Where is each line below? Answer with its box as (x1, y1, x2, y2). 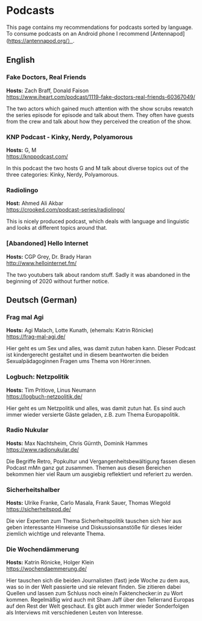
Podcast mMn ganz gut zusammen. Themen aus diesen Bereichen (6, 464, 171, 471)
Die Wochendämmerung (6, 545, 80, 553)
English (6, 55, 35, 65)
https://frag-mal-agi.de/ (6, 333, 66, 341)
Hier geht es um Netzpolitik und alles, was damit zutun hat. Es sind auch (6, 405, 186, 412)
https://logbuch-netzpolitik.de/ (6, 392, 83, 400)
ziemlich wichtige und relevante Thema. (6, 530, 106, 537)
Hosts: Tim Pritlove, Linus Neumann (6, 386, 96, 394)
